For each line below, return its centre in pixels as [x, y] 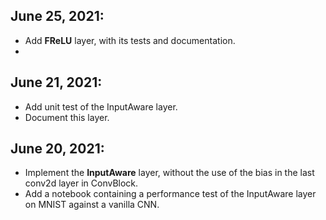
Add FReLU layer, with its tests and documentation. [130, 40]
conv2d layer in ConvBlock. [81, 183]
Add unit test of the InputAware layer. [101, 106]
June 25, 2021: [57, 16]
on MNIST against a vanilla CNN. [92, 205]
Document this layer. [67, 117]
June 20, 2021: [57, 149]
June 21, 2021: [56, 82]
